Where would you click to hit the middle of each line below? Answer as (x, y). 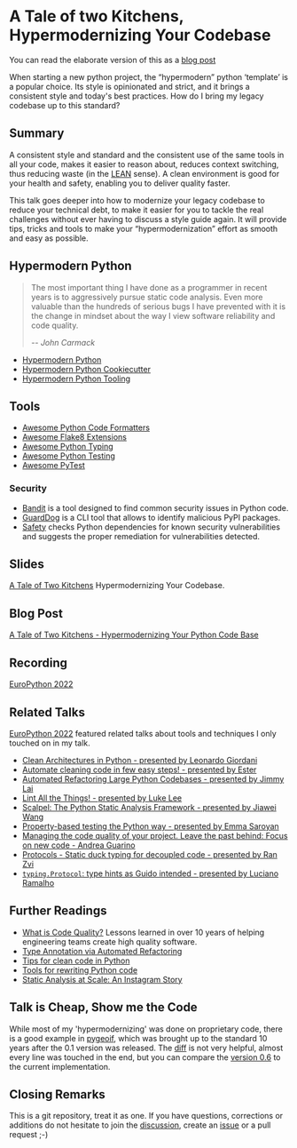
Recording (39, 662)
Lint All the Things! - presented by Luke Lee (102, 798)
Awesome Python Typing (67, 447)
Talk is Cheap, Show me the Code (103, 1007)
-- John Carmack (63, 342)
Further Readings (58, 911)
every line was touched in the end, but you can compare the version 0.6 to (145, 1057)
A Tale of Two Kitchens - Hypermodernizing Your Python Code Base (134, 635)
